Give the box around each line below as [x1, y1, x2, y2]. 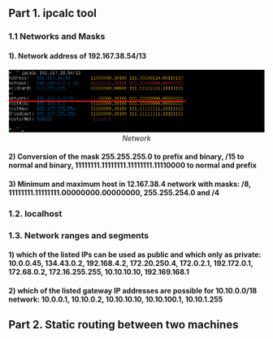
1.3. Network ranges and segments [8, 229, 149, 241]
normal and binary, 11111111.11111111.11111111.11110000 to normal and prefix [8, 160, 258, 170]
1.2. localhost [8, 207, 63, 219]
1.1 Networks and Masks [8, 31, 106, 42]
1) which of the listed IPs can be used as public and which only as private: [8, 250, 262, 259]
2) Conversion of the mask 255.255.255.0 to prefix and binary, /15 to [8, 152, 245, 162]
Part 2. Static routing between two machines [8, 318, 239, 332]
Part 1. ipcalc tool [8, 7, 97, 20]
